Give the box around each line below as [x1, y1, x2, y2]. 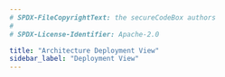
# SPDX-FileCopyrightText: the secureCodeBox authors [9, 13, 217, 22]
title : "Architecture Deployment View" [9, 46, 160, 55]
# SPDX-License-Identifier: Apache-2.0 [9, 30, 160, 38]
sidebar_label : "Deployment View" [9, 55, 140, 64]
